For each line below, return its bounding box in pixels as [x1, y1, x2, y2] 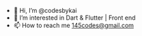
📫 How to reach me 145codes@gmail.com [13, 21, 134, 29]
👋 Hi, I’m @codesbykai [13, 7, 77, 14]
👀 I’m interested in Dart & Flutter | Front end [13, 14, 136, 22]
